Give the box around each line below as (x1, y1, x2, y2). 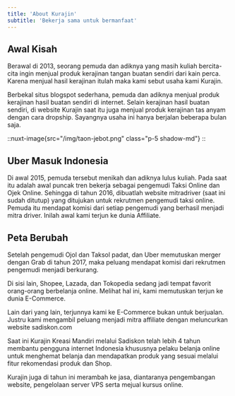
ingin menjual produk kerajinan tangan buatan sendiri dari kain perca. (19, 69, 221, 78)
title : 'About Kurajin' (7, 10, 78, 18)
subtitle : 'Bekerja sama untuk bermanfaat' (7, 17, 138, 24)
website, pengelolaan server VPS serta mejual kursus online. (7, 380, 183, 389)
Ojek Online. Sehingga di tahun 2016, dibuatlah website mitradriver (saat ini (7, 189, 226, 197)
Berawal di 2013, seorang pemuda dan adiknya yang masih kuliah (7, 62, 198, 71)
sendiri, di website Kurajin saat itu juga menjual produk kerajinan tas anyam (7, 105, 226, 114)
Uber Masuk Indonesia (7, 155, 109, 167)
